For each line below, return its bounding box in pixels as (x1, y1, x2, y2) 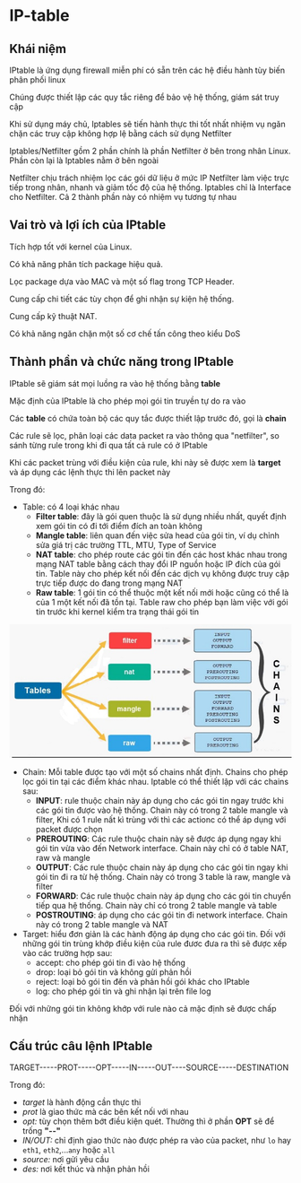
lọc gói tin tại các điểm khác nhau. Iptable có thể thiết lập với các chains (21, 776, 289, 787)
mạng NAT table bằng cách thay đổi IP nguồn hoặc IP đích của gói (35, 558, 280, 570)
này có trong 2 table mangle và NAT (35, 918, 168, 929)
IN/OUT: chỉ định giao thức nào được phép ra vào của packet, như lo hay (21, 1135, 291, 1146)
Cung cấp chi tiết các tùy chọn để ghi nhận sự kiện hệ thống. (9, 293, 235, 304)
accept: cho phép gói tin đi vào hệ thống (35, 957, 186, 968)
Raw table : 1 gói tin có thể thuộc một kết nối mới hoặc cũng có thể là (35, 587, 289, 597)
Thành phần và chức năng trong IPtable (9, 354, 235, 370)
